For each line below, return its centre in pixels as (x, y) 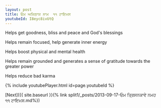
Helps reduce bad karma (30, 76)
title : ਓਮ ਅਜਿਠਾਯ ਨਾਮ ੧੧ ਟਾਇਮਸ (38, 14)
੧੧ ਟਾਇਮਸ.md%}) (23, 101)
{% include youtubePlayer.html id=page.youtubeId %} (60, 85)
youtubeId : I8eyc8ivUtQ (30, 19)
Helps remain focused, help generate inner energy (56, 42)
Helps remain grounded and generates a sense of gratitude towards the (78, 61)
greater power (19, 66)
